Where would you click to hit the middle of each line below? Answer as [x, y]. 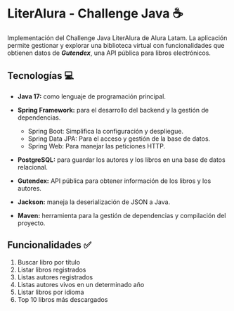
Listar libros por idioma [51, 292]
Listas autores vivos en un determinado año [81, 284]
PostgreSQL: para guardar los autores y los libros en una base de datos [122, 160]
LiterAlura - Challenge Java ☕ [96, 14]
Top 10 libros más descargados [63, 299]
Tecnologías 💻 [41, 76]
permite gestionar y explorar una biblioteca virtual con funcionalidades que [116, 45]
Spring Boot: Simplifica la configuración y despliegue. [106, 131]
